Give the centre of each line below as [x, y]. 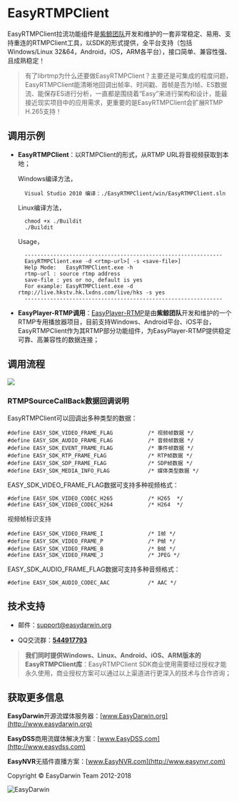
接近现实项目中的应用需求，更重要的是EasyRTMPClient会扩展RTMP [124, 102]
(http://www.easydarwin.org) [50, 724]
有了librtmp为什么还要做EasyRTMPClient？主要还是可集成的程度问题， [128, 76]
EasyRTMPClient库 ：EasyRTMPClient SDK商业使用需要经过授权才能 [126, 664]
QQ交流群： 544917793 [52, 640]
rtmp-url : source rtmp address [72, 274]
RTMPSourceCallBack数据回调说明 [68, 401]
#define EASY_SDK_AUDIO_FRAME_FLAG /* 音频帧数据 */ [101, 440]
